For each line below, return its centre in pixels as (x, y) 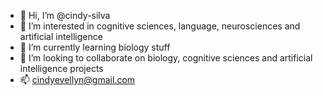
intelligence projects (61, 68)
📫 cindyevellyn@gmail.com (77, 79)
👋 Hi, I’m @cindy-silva (65, 15)
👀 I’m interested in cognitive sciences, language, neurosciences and (160, 26)
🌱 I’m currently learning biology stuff (95, 47)
